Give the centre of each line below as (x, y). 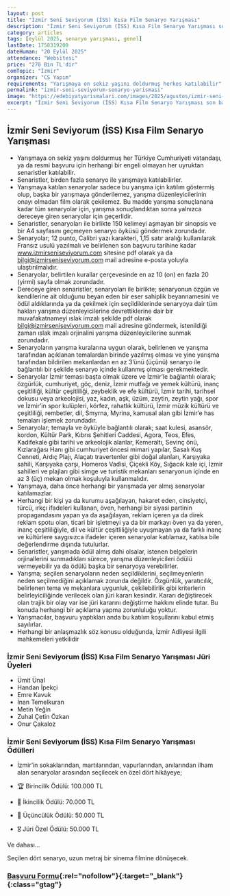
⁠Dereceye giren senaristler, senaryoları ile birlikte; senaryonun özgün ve (118, 289)
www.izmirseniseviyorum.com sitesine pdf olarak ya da (95, 252)
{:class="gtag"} (35, 884)
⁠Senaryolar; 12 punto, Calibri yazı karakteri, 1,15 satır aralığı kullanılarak (116, 238)
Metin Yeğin (34, 709)
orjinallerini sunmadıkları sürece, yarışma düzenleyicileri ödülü (105, 558)
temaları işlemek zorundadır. (57, 420)
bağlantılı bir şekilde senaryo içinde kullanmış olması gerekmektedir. (113, 369)
